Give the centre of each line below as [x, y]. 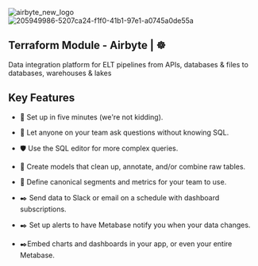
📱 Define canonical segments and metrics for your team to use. [123, 181]
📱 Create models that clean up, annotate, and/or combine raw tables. [133, 166]
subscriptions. [43, 209]
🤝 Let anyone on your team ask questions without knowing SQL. [124, 132]
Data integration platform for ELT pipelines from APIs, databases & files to [128, 64]
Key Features [42, 98]
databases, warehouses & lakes [60, 73]
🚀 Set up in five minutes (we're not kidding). [91, 117]
